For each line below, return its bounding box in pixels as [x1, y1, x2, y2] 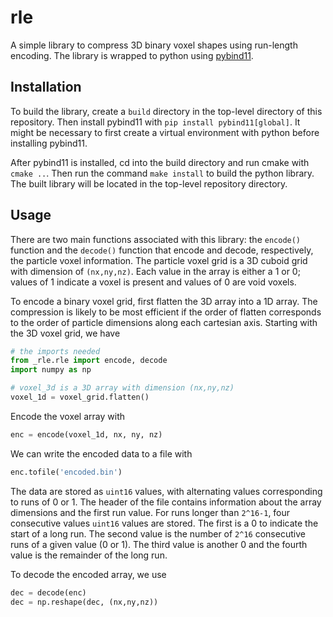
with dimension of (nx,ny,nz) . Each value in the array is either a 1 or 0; [10, 265, 301, 277]
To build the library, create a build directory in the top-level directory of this [10, 105, 323, 117]
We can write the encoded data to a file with [10, 447, 193, 460]
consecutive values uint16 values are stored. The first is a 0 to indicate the [10, 517, 319, 529]
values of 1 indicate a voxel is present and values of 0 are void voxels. [10, 276, 297, 288]
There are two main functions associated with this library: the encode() [10, 233, 302, 245]
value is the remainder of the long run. [10, 549, 168, 561]
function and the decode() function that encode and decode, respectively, [10, 244, 314, 256]
